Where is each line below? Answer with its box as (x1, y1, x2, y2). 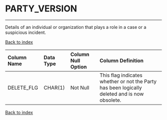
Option (70, 63, 87, 70)
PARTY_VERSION (5, 3, 78, 14)
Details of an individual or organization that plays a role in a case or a (5, 24, 147, 30)
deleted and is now (99, 90, 144, 97)
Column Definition (99, 57, 144, 64)
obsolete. (99, 97, 122, 104)
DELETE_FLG (7, 84, 38, 91)
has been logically (99, 84, 142, 91)
